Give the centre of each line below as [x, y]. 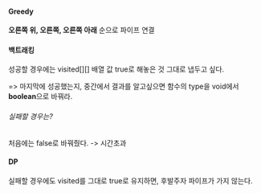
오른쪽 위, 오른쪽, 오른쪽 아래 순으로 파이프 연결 [82, 30]
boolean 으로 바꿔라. [41, 96]
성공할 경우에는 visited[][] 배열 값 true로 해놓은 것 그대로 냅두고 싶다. [116, 69]
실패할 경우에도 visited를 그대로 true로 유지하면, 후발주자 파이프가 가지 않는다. [130, 180]
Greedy [21, 11]
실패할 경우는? [31, 116]
